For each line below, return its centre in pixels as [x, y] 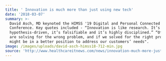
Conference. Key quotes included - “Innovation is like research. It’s [85, 28]
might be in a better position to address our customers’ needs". [79, 42]
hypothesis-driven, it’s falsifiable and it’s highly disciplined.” [82, 32]
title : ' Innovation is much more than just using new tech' [69, 10]
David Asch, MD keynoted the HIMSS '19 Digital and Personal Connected [85, 23]
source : [13, 51]
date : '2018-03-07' [25, 14]
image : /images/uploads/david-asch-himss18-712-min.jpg [64, 46]
